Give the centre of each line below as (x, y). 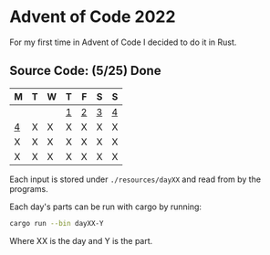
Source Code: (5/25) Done (85, 71)
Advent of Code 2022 (93, 17)
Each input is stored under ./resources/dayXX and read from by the (135, 179)
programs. (29, 188)
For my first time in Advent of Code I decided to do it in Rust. (123, 42)
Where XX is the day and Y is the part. (81, 240)
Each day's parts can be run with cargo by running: (106, 207)
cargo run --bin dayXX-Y (57, 223)
